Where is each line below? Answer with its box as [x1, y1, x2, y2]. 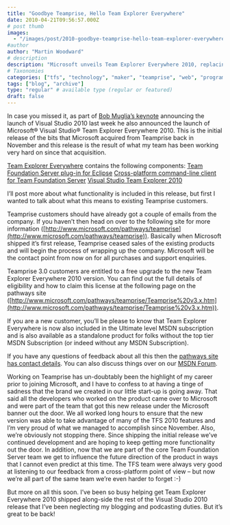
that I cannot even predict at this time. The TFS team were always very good [7, 460, 222, 468]
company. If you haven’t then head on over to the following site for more [7, 218, 211, 225]
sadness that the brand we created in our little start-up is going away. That [7, 387, 218, 395]
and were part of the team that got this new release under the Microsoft [7, 402, 209, 410]
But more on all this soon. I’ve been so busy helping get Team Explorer [7, 488, 207, 496]
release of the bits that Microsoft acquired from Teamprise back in [7, 134, 194, 141]
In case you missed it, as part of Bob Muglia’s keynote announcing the [7, 112, 205, 120]
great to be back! [7, 510, 56, 518]
